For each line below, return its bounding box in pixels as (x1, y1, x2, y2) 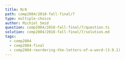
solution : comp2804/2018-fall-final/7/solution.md (5, 30, 110, 34)
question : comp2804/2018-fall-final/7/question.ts (5, 25, 110, 30)
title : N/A (5, 7, 27, 12)
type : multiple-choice (5, 16, 51, 21)
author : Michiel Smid (5, 20, 49, 26)
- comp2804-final (9, 43, 45, 48)
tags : (5, 34, 16, 39)
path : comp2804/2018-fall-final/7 (5, 12, 75, 16)
